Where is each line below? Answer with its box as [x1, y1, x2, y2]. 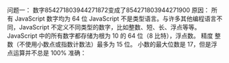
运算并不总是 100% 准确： [12, 49, 87, 57]
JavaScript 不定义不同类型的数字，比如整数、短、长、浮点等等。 [18, 23, 201, 31]
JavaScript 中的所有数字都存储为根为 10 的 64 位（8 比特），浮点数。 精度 [7, 32, 213, 40]
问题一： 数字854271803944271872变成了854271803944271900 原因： [7, 6, 210, 14]
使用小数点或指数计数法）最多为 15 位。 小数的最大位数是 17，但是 [25, 40, 212, 48]
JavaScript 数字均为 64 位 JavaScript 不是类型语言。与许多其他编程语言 [14, 14, 217, 23]
